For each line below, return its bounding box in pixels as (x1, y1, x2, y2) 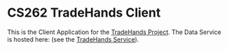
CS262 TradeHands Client (7, 5, 161, 21)
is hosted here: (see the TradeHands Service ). (7, 35, 139, 43)
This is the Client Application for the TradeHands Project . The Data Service (7, 28, 222, 36)
